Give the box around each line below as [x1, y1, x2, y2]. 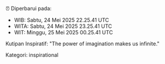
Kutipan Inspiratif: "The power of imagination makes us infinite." [5, 40, 160, 47]
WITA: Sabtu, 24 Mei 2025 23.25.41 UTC [14, 23, 112, 30]
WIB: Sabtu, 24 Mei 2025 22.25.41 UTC [14, 17, 109, 23]
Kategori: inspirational [5, 52, 59, 58]
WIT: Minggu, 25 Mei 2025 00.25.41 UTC [14, 29, 113, 35]
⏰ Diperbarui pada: [5, 5, 52, 12]
